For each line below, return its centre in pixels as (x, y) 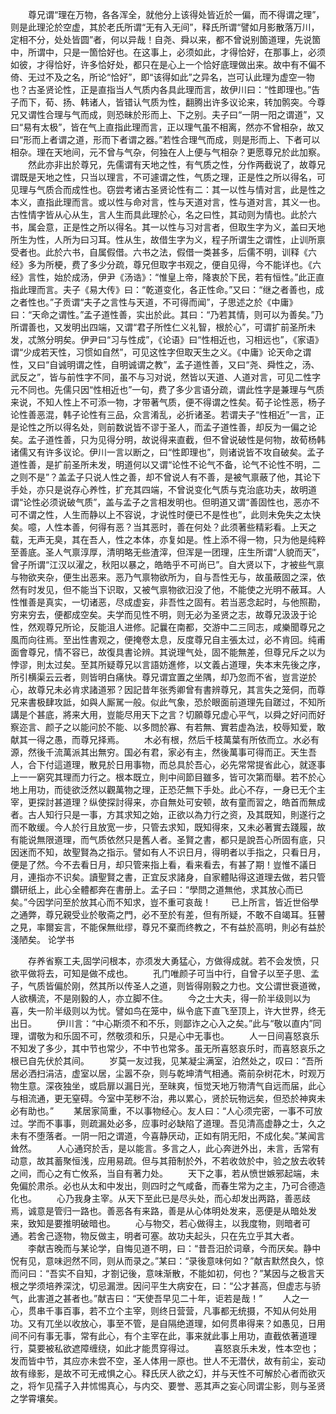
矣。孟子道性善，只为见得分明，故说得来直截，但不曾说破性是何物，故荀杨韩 (168, 439)
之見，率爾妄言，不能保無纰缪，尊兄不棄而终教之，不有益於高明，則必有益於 (168, 927)
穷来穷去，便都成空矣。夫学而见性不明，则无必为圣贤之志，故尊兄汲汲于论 (163, 614)
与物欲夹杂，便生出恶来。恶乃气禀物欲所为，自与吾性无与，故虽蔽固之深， (163, 577)
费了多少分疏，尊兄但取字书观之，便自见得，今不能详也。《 (192, 264)
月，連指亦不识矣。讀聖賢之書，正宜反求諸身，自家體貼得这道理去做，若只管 (168, 877)
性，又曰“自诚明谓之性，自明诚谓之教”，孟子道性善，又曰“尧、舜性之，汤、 (165, 364)
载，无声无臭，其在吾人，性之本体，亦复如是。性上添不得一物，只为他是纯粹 (168, 539)
